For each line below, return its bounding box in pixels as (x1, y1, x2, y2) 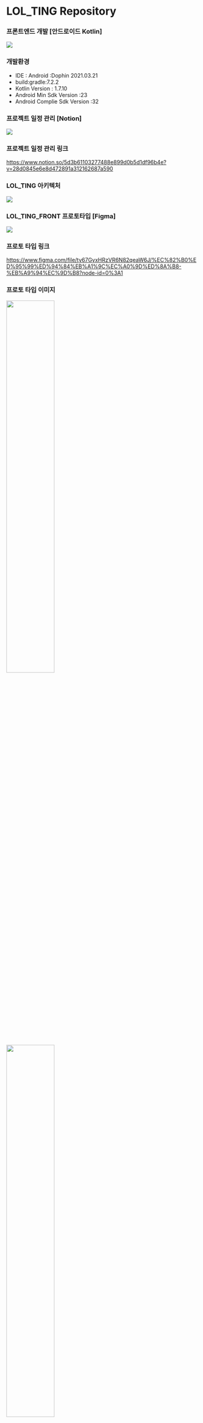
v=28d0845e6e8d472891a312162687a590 (6, 165, 113, 172)
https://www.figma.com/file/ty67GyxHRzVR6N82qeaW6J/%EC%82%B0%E (6, 257, 197, 264)
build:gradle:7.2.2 (15, 78, 59, 86)
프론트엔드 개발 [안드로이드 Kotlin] (6, 27, 102, 36)
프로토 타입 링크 (6, 242, 50, 250)
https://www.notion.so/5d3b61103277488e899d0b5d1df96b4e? (6, 159, 166, 166)
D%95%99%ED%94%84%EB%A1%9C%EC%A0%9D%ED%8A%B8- (6, 263, 182, 270)
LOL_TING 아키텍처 (6, 181, 61, 190)
